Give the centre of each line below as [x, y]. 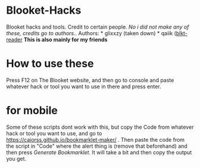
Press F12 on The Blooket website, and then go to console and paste [90, 80]
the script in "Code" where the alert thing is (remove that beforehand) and [97, 146]
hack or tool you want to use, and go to [54, 133]
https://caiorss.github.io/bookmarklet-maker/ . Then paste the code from [96, 139]
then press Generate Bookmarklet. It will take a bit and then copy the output [99, 152]
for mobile [32, 111]
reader [14, 39]
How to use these [50, 64]
